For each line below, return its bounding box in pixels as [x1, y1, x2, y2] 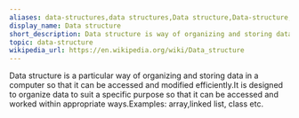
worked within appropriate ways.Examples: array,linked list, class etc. [9, 98, 264, 109]
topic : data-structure [9, 37, 93, 47]
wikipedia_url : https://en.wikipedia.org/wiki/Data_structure [9, 46, 245, 55]
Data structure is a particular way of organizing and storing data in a [9, 70, 259, 81]
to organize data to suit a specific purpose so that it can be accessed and [9, 90, 279, 100]
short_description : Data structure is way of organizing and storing [9, 29, 273, 38]
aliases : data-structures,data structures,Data [9, 12, 190, 22]
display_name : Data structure [9, 21, 122, 30]
